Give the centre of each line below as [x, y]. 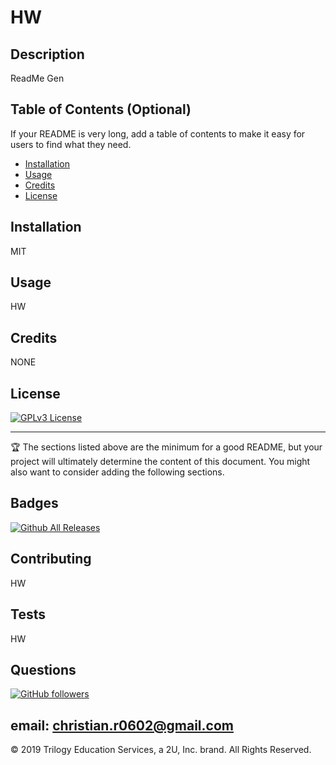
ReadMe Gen [37, 78]
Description [47, 54]
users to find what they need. [71, 144]
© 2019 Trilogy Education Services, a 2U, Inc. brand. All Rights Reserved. [161, 750]
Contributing [51, 559]
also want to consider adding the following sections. [117, 472]
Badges [34, 503]
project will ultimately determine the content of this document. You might [160, 462]
